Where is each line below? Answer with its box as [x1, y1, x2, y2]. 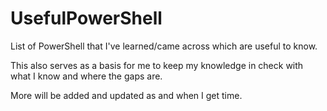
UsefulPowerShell [10, 7, 163, 30]
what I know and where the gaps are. [10, 70, 163, 82]
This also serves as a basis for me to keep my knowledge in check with [10, 59, 304, 71]
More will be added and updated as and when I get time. [10, 89, 243, 101]
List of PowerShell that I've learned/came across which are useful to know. [10, 40, 318, 52]
